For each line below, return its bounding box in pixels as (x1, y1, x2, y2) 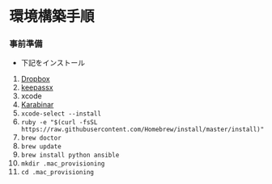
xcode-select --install (20, 110, 102, 118)
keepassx (20, 82, 53, 93)
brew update (20, 143, 62, 151)
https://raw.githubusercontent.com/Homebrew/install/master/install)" (20, 126, 265, 134)
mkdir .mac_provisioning (20, 160, 105, 168)
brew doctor (20, 134, 62, 142)
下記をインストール (20, 58, 86, 68)
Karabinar (20, 100, 54, 110)
